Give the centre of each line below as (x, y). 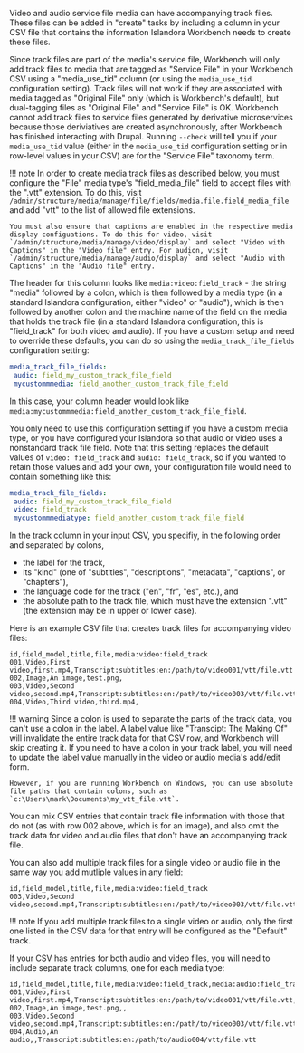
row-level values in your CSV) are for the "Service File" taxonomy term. (142, 156)
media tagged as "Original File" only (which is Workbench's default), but (144, 98)
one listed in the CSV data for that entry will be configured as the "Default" (148, 931)
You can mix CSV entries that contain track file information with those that (147, 816)
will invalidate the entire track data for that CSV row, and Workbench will (144, 738)
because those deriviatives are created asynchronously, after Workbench (146, 127)
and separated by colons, (57, 545)
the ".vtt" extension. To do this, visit (76, 192)
